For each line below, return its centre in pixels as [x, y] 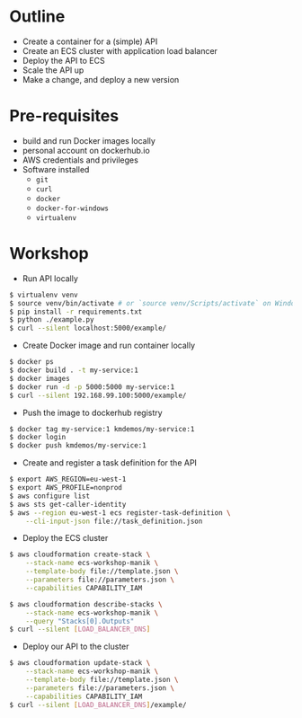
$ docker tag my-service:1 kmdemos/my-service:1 [102, 429]
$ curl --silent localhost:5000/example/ [88, 328]
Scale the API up [53, 70]
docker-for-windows [72, 208]
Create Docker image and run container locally [109, 346]
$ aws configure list [50, 496]
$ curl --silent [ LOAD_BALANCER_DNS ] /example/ [98, 705]
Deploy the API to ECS [63, 60]
